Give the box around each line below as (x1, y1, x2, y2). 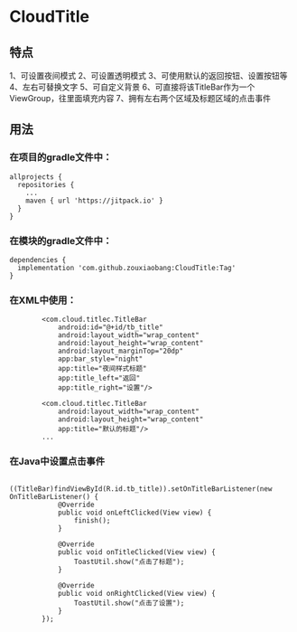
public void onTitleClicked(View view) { (57, 547, 217, 557)
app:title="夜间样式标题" (57, 364, 147, 373)
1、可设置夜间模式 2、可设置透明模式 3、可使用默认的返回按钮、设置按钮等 (9, 71, 288, 80)
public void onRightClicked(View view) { (57, 589, 217, 598)
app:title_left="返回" (57, 373, 141, 383)
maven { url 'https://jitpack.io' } (25, 196, 164, 205)
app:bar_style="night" (57, 354, 144, 363)
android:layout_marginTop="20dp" (57, 346, 183, 356)
